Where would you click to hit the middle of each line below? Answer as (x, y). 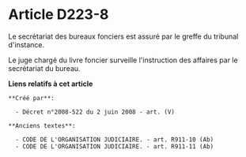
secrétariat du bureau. (44, 68)
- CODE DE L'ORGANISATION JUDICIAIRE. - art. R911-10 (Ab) (115, 140)
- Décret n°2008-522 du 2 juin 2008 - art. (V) (95, 112)
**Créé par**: (32, 98)
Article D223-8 (59, 15)
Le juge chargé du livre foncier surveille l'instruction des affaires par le (123, 60)
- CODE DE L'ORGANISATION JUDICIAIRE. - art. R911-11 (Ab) (115, 146)
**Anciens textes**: (42, 125)
